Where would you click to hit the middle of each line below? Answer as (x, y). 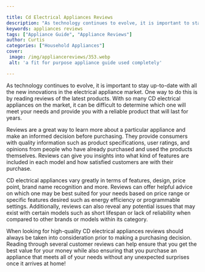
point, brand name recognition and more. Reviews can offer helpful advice (100, 187)
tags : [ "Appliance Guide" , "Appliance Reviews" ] (69, 34)
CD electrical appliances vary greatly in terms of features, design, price (96, 180)
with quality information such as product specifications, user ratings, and (98, 142)
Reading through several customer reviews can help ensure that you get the (102, 244)
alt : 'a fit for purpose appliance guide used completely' (86, 63)
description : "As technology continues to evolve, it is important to (98, 23)
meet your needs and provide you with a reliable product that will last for (97, 111)
